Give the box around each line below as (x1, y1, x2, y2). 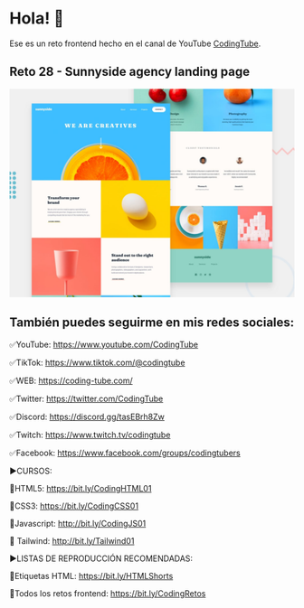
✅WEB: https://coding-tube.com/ (9, 375, 133, 386)
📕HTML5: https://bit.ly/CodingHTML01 (9, 482, 152, 493)
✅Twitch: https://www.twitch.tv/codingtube (9, 429, 171, 440)
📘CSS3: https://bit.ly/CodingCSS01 (9, 500, 138, 511)
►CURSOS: (9, 465, 52, 476)
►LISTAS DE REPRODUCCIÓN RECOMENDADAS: (9, 553, 193, 564)
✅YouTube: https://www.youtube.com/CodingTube (9, 339, 199, 350)
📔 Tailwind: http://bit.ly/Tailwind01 (9, 535, 135, 546)
